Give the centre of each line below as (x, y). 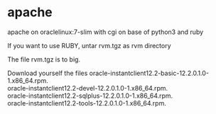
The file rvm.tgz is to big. (44, 59)
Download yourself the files (48, 73)
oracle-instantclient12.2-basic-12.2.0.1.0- (149, 73)
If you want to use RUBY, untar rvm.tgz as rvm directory (90, 45)
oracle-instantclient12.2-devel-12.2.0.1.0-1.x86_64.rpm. (88, 88)
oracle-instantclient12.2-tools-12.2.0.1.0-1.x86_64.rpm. (87, 103)
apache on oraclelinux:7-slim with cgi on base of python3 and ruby (106, 32)
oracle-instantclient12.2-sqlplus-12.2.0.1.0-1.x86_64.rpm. (90, 96)
